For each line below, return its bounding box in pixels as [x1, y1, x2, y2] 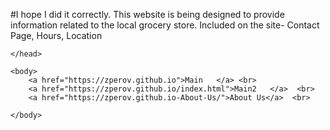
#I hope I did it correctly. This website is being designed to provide [10, 9, 285, 20]
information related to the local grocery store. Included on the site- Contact [10, 19, 320, 31]
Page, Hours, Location [10, 30, 103, 41]
